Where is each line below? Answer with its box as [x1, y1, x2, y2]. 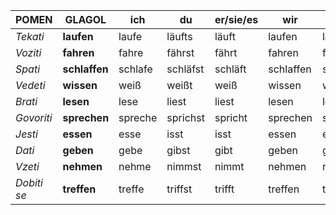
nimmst [166, 160, 202, 173]
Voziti [15, 46, 42, 59]
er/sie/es [214, 13, 259, 26]
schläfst [166, 62, 205, 76]
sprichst [166, 111, 205, 124]
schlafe [118, 62, 153, 76]
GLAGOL [64, 13, 107, 26]
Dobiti [15, 176, 43, 189]
